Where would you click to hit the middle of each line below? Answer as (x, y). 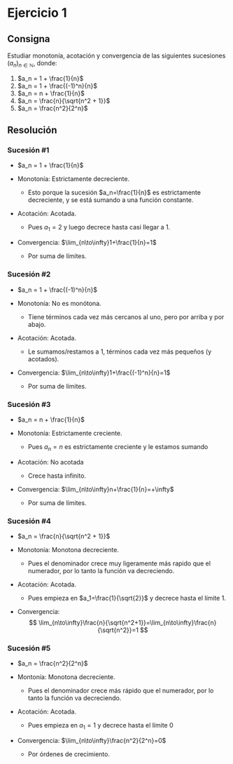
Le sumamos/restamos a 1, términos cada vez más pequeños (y (120, 351)
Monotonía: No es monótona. (59, 303)
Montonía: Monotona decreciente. (66, 677)
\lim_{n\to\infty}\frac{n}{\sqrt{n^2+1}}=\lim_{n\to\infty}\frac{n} (127, 622)
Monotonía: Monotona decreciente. (68, 549)
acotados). (43, 358)
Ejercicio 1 (37, 13)
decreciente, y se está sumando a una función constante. (111, 200)
